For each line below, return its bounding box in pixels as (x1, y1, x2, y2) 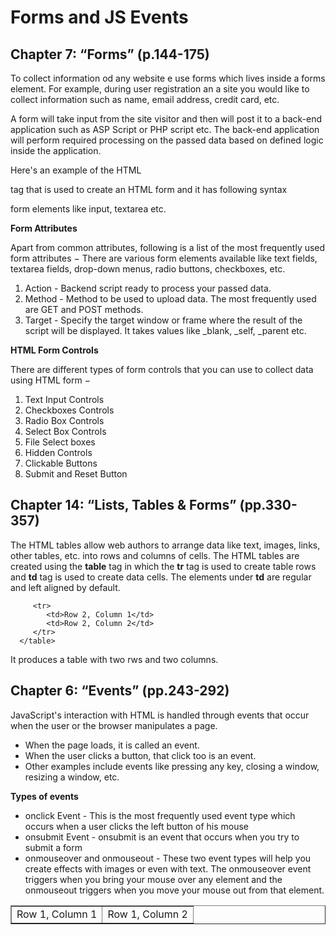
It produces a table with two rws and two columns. (10, 653, 219, 665)
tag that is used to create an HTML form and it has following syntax (10, 184, 288, 195)
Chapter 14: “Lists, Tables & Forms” (10, 497, 237, 514)
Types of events (10, 790, 79, 802)
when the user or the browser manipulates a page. (10, 719, 218, 731)
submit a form (24, 841, 83, 853)
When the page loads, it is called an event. (24, 739, 200, 751)
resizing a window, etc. (24, 771, 120, 783)
